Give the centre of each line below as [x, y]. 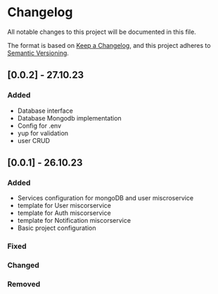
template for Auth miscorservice [64, 213]
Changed [24, 265]
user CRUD [34, 140]
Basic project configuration [57, 228]
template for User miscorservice [64, 206]
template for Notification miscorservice [74, 221]
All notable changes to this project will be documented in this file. [102, 32]
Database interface [45, 111]
